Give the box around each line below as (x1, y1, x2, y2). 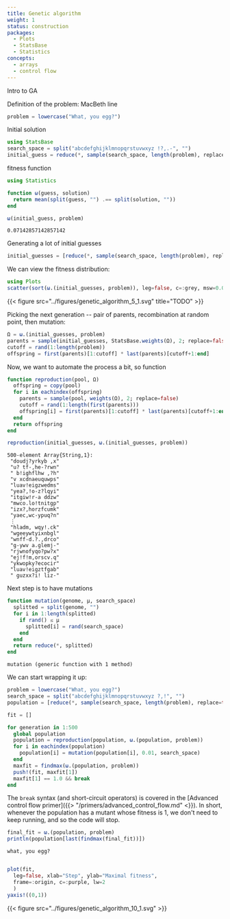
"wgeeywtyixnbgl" (10, 530, 60, 537)
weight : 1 (7, 16, 36, 23)
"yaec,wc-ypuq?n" (10, 512, 60, 519)
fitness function (7, 164, 51, 172)
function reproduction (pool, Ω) (7, 376, 99, 383)
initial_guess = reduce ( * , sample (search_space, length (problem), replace (7, 152, 225, 159)
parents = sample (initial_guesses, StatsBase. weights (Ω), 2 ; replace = (7, 337, 213, 344)
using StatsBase (7, 139, 53, 146)
